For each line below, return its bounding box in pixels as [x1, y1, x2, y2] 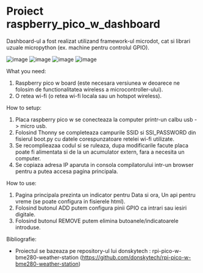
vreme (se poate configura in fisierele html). [15, 197, 126, 205]
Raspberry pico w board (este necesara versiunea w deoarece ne [15, 79, 180, 87]
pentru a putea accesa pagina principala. [15, 168, 118, 175]
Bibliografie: [6, 235, 37, 243]
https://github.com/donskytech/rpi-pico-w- [82, 253, 191, 261]
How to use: [6, 179, 37, 186]
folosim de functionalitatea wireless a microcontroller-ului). [15, 85, 163, 93]
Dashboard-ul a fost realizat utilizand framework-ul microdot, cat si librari [6, 37, 191, 44]
